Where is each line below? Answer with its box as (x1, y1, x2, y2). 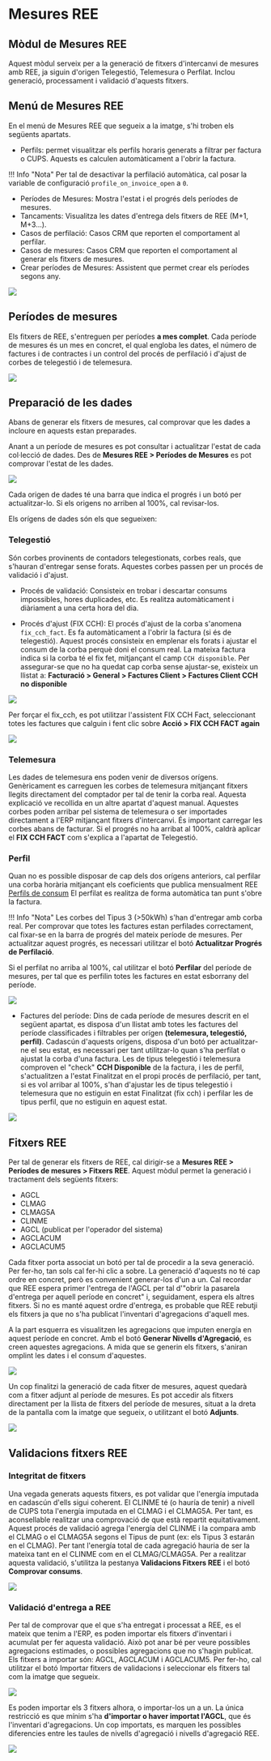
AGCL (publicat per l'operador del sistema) (19, 1225, 163, 1234)
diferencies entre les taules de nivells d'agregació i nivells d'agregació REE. (8, 1729, 260, 1738)
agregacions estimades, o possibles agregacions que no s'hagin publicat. (8, 1646, 253, 1656)
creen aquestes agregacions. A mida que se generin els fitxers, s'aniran (8, 1342, 248, 1352)
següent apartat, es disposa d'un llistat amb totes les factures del (19, 1019, 239, 1029)
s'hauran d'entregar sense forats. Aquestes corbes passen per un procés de (8, 561, 264, 571)
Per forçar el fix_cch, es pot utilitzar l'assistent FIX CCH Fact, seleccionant (8, 710, 256, 720)
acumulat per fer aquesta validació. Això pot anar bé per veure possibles (8, 1638, 251, 1648)
